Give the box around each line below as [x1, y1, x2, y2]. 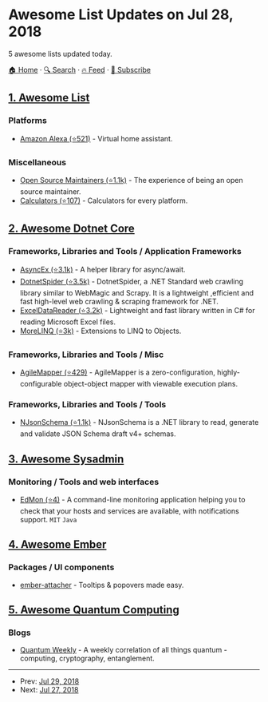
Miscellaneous [8, 157, 66, 168]
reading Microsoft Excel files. [19, 317, 116, 327]
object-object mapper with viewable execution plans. [63, 379, 238, 388]
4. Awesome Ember [8, 537, 107, 552]
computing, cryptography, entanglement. [19, 653, 156, 664]
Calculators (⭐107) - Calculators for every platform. [19, 196, 188, 205]
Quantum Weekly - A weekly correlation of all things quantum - [19, 645, 227, 655]
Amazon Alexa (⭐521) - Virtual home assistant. [19, 133, 173, 143]
